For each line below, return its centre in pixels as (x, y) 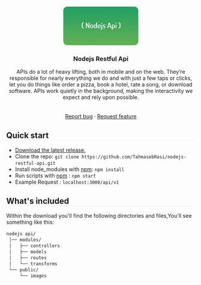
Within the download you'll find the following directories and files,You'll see (99, 215)
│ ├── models (28, 252)
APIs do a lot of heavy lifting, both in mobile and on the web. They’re (101, 72)
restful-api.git (35, 163)
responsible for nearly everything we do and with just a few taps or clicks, (101, 78)
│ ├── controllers (34, 246)
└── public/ (24, 270)
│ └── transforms (33, 264)
